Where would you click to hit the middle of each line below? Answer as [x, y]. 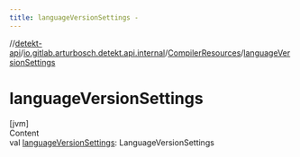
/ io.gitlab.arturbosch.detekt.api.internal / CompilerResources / [132, 52]
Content [24, 133]
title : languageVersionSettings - [74, 17]
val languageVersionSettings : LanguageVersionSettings [112, 142]
